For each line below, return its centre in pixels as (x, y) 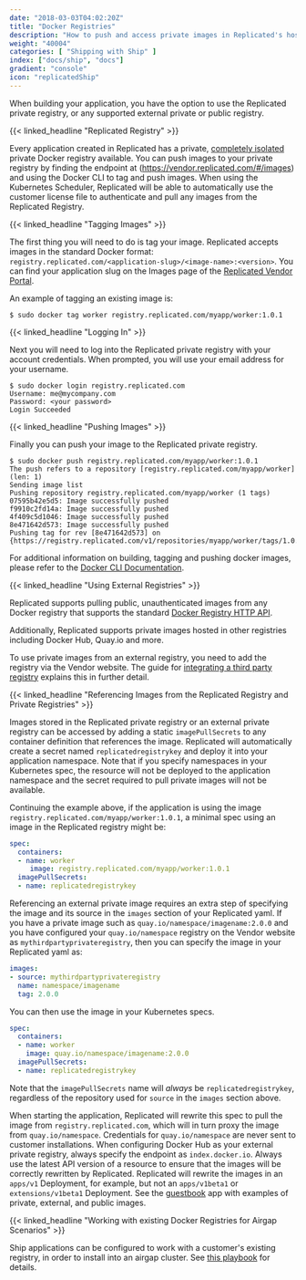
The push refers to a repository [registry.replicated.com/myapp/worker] (153, 469)
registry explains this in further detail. (80, 677)
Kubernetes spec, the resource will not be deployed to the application (140, 770)
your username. (39, 369)
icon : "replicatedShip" (55, 78)
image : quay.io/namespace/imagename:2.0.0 (107, 1054)
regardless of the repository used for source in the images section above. (145, 1098)
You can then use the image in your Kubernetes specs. (112, 1011)
